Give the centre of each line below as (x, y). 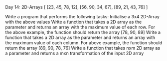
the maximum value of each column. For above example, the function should (84, 43)
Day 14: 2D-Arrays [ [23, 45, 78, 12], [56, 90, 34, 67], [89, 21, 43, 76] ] (77, 7)
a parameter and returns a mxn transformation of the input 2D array (75, 53)
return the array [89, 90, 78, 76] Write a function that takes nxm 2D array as (83, 48)
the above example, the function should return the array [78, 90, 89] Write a (83, 32)
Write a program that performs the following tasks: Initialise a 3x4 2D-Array (82, 16)
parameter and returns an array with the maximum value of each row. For (80, 27)
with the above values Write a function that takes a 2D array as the (74, 22)
